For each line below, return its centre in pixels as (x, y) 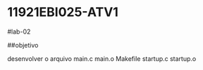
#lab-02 (19, 31)
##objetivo (23, 45)
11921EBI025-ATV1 (63, 12)
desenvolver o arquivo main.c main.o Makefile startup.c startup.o (102, 58)
